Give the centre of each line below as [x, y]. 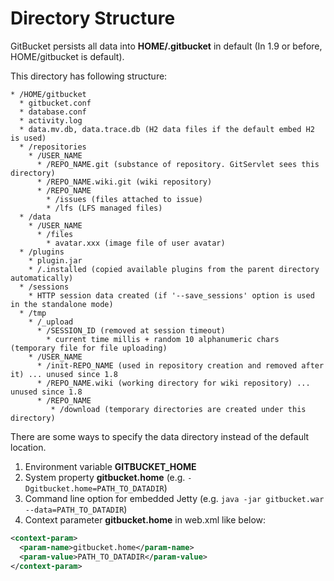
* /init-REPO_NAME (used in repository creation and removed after [180, 365]
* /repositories [53, 147]
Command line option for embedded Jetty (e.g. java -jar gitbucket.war [174, 498]
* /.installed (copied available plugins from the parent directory [174, 269]
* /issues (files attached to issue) [124, 199]
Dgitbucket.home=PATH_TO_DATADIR [94, 488]
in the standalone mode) [62, 304]
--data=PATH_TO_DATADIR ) [76, 509]
